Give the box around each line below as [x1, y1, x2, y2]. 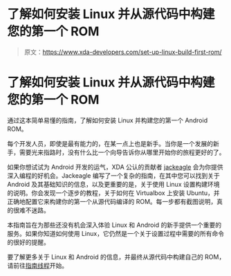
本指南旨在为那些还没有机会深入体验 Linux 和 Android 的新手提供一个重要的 [7, 221, 222, 229]
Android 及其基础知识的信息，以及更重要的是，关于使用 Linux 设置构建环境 [7, 180, 220, 188]
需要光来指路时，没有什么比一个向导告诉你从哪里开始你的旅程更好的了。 [19, 148, 225, 156]
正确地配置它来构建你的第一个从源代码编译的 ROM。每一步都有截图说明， [7, 197, 217, 205]
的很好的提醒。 [7, 238, 50, 246]
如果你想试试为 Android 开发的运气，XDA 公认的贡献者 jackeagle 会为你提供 [7, 163, 223, 171]
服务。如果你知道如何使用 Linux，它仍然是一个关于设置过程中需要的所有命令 [7, 229, 225, 237]
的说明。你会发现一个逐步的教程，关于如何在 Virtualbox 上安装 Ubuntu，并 [7, 188, 220, 197]
